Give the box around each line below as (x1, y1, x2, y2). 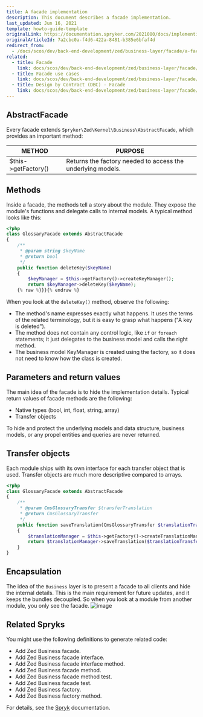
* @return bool (19, 253, 59, 260)
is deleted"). (14, 323, 46, 330)
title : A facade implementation (6, 8, 88, 15)
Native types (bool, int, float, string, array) (14, 406, 120, 414)
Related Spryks (6, 620, 65, 630)
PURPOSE (115, 146, 145, 155)
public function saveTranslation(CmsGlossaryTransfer (17, 522, 155, 528)
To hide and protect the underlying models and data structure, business (6, 424, 185, 432)
